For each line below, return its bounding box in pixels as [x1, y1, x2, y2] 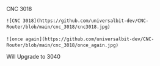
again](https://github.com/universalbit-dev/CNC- [25, 36, 155, 42]
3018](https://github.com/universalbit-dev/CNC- [22, 18, 149, 24]
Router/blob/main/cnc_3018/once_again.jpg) [6, 42, 119, 48]
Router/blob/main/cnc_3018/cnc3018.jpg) [6, 24, 111, 30]
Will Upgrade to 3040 [6, 53, 61, 60]
